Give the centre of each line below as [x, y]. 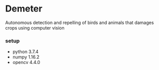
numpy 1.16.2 [26, 57]
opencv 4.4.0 [26, 62]
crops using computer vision [35, 27]
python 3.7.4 [25, 52]
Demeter [24, 9]
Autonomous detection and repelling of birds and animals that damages [79, 22]
